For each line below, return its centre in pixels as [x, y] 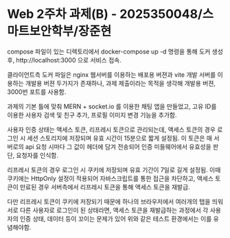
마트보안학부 [41, 31]
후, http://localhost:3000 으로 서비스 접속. [64, 60]
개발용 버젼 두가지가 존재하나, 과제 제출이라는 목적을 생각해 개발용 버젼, [120, 83]
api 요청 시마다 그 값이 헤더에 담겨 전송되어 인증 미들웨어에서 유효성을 [118, 146]
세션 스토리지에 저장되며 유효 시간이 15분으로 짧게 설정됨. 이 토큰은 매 [120, 138]
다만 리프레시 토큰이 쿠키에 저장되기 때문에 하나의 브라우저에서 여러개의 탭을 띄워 [115, 201]
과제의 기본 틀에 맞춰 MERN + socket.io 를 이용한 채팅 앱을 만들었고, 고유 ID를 [112, 106]
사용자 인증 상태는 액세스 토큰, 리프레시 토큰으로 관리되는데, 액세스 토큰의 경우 [112, 129]
